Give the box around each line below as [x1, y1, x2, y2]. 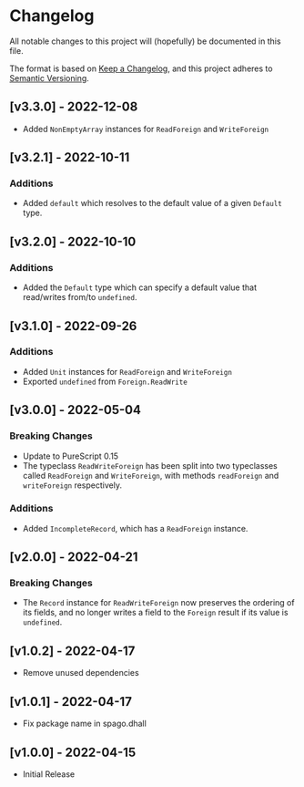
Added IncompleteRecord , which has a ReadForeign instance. [22, 523, 248, 533]
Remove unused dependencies [22, 668, 139, 678]
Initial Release [22, 768, 76, 780]
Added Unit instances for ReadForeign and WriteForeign [22, 366, 232, 377]
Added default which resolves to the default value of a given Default [22, 198, 282, 209]
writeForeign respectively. [22, 480, 123, 491]
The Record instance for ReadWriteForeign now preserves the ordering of [22, 597, 295, 608]
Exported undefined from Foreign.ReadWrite [22, 376, 188, 387]
